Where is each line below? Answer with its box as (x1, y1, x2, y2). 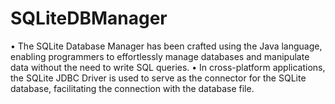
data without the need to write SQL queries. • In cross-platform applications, (10, 61, 326, 73)
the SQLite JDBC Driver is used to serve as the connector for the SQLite (10, 72, 307, 84)
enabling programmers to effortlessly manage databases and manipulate (10, 50, 310, 62)
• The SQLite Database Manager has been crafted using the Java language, (10, 40, 323, 52)
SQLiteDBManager (10, 7, 168, 30)
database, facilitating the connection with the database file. (10, 82, 255, 94)
